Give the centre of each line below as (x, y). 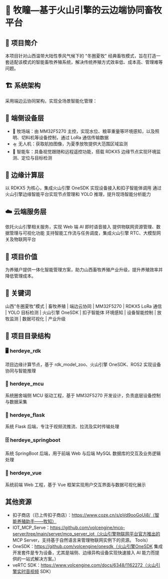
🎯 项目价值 (21, 257)
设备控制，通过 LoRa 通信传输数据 (74, 137)
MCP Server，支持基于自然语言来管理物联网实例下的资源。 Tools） (81, 540)
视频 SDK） (42, 571)
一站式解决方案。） (40, 558)
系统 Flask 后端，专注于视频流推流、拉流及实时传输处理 (62, 427)
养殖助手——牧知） (36, 521)
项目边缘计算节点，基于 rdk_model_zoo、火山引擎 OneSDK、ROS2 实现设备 (83, 364)
